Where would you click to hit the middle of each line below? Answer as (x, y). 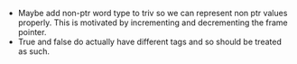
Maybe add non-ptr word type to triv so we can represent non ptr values (153, 13)
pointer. (32, 32)
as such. (33, 51)
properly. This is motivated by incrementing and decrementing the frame (153, 23)
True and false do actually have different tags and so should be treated (149, 41)
